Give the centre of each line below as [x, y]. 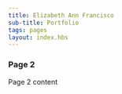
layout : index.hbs [38, 37]
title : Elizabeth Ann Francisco [61, 15]
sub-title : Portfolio [44, 23]
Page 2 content [33, 81]
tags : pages [28, 30]
